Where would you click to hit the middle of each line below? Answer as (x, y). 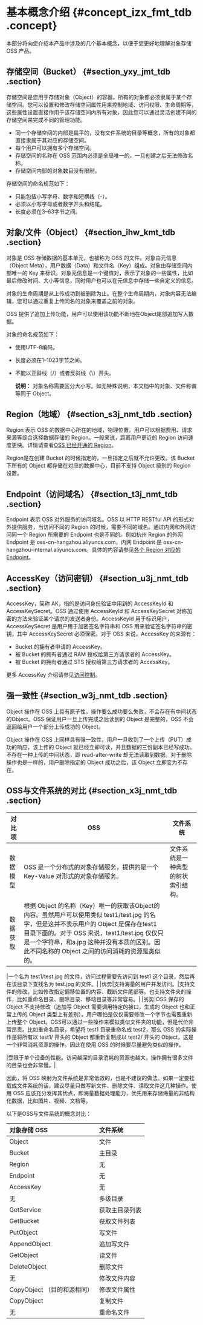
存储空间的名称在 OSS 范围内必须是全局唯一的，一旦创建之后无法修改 (101, 155)
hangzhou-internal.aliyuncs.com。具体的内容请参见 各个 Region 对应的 (94, 550)
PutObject (24, 1232)
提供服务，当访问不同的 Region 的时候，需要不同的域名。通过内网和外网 (101, 527)
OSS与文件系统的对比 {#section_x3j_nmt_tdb (92, 791)
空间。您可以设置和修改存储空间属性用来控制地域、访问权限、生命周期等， (104, 104)
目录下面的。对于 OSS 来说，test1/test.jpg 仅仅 (91, 933)
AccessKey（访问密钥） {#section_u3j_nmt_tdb (98, 578)
